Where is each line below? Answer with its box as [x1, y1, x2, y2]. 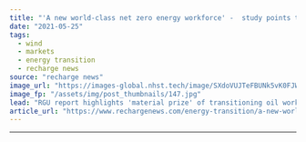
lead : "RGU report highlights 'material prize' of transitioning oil [9, 97, 280, 107]
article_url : [9, 106, 59, 116]
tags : [9, 30, 30, 39]
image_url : [9, 81, 51, 90]
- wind [17, 38, 43, 48]
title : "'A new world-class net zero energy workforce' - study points [9, 13, 291, 23]
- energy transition [17, 56, 96, 65]
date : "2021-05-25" [9, 22, 84, 31]
